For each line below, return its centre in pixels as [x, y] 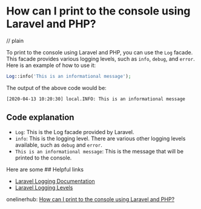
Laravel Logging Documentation [55, 181]
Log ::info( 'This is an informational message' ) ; [69, 76]
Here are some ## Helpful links [45, 169]
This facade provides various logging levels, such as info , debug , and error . [100, 59]
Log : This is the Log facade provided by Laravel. [74, 132]
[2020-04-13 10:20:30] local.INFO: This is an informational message [96, 99]
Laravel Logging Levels [44, 187]
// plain [15, 40]
